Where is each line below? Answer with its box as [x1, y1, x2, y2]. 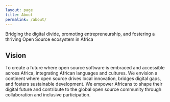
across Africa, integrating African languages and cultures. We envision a [5, 70, 158, 76]
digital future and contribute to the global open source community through [5, 86, 162, 92]
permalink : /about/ [5, 17, 47, 22]
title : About [5, 12, 33, 17]
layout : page [5, 7, 33, 13]
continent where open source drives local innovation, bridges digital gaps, [5, 75, 161, 82]
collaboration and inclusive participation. [5, 92, 91, 98]
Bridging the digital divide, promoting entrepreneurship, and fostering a [5, 31, 155, 37]
